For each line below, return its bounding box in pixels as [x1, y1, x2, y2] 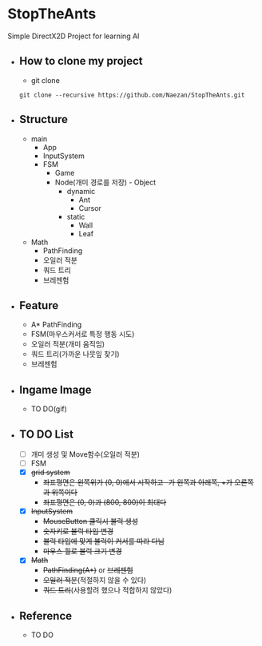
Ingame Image [18, 382, 92, 396]
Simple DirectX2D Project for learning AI [7, 31, 140, 41]
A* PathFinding [30, 320, 82, 330]
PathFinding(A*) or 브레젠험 [42, 565, 133, 575]
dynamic [66, 186, 96, 196]
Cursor [78, 203, 101, 212]
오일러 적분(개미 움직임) [30, 339, 105, 349]
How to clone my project [18, 54, 143, 68]
